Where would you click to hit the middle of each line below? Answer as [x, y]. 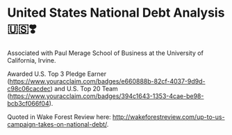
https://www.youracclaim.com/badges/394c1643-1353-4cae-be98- [107, 96]
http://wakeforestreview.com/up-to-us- [168, 117]
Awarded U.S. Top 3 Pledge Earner [57, 74]
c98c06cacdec [29, 88]
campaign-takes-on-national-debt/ [57, 124]
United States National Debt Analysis [116, 13]
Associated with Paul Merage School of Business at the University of [105, 53]
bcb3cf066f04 [28, 103]
